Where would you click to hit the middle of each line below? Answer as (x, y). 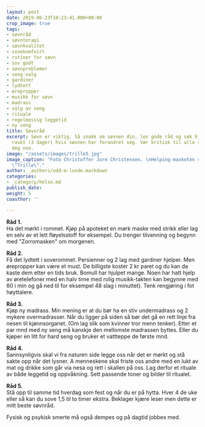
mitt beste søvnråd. (31, 405)
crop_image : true (28, 23)
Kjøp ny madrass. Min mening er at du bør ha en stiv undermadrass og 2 (97, 310)
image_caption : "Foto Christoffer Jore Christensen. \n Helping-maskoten (101, 159)
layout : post (23, 12)
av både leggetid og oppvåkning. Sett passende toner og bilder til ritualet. (99, 374)
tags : (13, 29)
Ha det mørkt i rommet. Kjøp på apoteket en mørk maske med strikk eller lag (102, 228)
